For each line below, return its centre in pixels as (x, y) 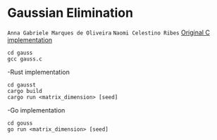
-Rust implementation (39, 72)
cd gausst (22, 85)
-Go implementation (36, 110)
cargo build (25, 91)
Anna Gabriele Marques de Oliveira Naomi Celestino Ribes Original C (108, 32)
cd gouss (20, 123)
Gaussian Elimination (70, 13)
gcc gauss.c (25, 59)
